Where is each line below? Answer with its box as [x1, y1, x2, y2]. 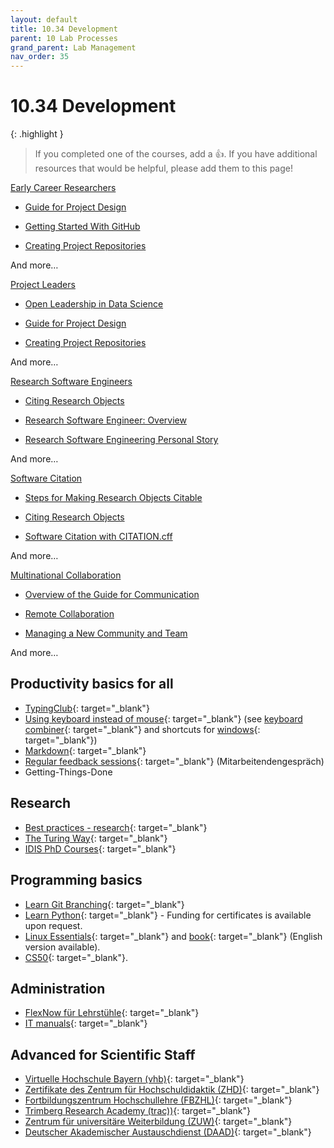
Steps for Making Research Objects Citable [24, 492, 203, 504]
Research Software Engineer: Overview [24, 414, 187, 426]
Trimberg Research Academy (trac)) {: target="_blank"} [24, 1105, 252, 1117]
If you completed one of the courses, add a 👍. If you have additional [34, 148, 318, 160]
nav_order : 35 [10, 52, 70, 62]
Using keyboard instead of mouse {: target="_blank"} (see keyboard [24, 712, 303, 725]
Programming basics [10, 872, 143, 889]
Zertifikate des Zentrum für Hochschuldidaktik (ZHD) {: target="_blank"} [24, 1084, 320, 1096]
